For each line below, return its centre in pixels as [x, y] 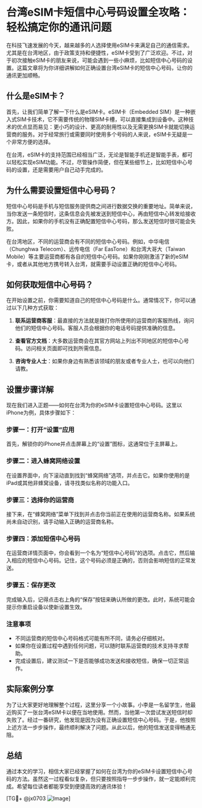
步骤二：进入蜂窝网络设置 [43, 461]
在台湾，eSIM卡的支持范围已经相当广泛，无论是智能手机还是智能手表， [94, 155]
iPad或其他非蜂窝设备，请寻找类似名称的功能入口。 [70, 483]
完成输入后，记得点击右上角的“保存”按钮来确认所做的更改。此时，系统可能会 [101, 599]
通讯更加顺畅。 [25, 75]
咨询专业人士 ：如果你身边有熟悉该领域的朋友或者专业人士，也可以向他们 [104, 361]
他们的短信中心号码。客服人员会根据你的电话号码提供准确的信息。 [96, 328]
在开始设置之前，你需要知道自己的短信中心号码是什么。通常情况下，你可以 [98, 300]
